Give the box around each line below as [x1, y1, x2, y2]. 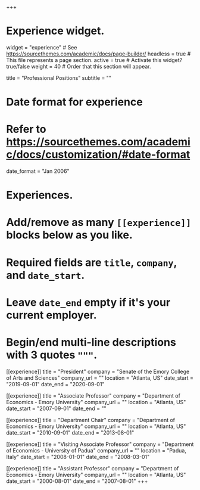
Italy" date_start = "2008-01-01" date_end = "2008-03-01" [6, 453, 150, 460]
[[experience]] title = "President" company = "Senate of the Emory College [6, 368, 190, 375]
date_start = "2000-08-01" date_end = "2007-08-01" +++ [6, 477, 148, 485]
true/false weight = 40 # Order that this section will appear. [6, 63, 151, 70]
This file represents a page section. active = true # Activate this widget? [6, 56, 183, 63]
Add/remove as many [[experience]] [6, 216, 192, 230]
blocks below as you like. [6, 228, 133, 242]
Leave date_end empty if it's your [6, 296, 171, 309]
